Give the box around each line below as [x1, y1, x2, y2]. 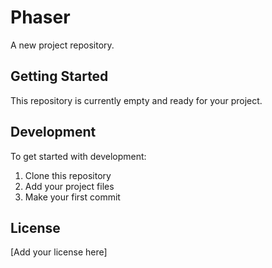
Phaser [10, 6, 71, 29]
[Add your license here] [10, 246, 108, 258]
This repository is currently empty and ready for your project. [10, 94, 263, 106]
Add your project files [24, 180, 115, 192]
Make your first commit [24, 191, 121, 203]
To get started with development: [10, 150, 147, 162]
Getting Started [10, 68, 109, 85]
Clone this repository [24, 169, 112, 181]
